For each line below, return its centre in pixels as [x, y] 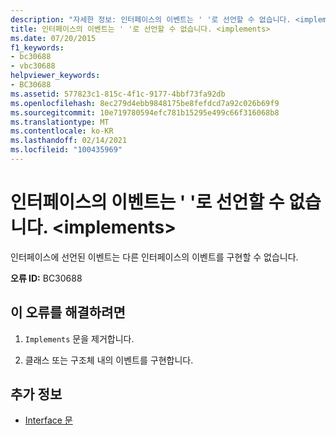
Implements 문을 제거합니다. [79, 338]
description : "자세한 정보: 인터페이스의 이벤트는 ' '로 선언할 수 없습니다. [151, 19]
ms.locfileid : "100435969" [66, 150]
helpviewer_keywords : [55, 76]
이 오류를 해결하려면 [68, 312]
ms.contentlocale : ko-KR [62, 131]
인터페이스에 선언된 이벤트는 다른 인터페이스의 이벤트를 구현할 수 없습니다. [154, 257]
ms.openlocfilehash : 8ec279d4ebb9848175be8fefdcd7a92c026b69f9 [145, 103]
